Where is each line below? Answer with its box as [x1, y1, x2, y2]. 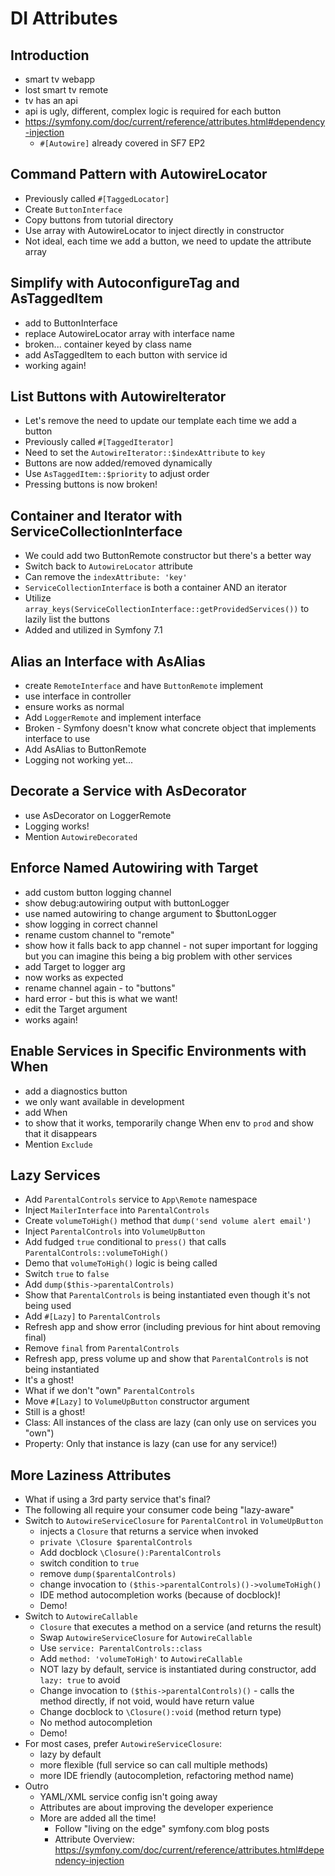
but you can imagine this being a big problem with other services [24, 950, 293, 962]
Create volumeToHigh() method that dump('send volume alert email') [24, 1215, 312, 1227]
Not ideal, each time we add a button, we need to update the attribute [24, 235, 312, 247]
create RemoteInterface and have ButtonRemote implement [24, 680, 264, 692]
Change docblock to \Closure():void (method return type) [39, 1706, 282, 1718]
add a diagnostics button [24, 1085, 128, 1097]
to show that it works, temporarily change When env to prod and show [24, 1117, 314, 1129]
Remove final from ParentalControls [24, 1342, 180, 1354]
